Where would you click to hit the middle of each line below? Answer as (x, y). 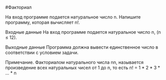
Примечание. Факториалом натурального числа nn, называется (74, 62)
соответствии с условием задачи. (42, 53)
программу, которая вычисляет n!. (43, 22)
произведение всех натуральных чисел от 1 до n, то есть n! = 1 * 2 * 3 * (83, 68)
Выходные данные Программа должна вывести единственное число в (82, 47)
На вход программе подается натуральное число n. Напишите (73, 17)
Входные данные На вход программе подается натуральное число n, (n (83, 32)
